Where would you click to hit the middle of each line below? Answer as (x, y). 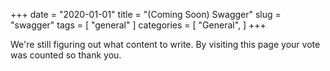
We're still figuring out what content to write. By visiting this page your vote (165, 44)
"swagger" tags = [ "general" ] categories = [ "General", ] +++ (138, 25)
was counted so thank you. (66, 55)
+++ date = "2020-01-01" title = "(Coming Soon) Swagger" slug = (146, 14)
